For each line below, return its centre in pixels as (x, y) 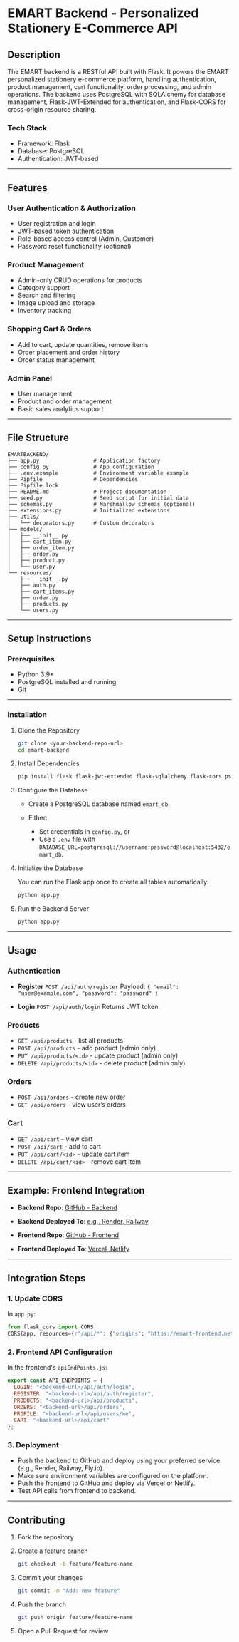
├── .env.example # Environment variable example (99, 473)
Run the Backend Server (53, 909)
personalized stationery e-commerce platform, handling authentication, (112, 79)
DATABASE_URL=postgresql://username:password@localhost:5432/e (134, 847)
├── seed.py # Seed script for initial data (99, 498)
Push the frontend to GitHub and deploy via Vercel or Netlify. (106, 1483)
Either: (38, 818)
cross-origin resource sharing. (52, 109)
